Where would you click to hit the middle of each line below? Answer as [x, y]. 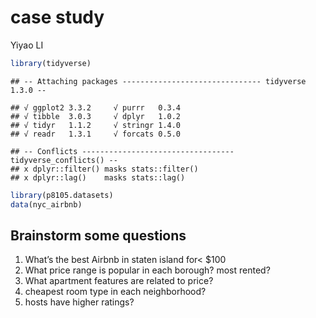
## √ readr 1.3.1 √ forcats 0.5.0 [96, 134]
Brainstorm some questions [98, 235]
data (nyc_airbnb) [46, 204]
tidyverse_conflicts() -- [64, 160]
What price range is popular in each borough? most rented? [147, 270]
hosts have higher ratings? [79, 302]
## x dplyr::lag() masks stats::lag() [98, 177]
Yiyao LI [27, 45]
